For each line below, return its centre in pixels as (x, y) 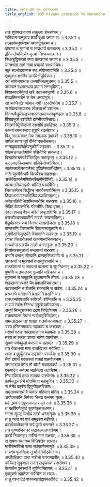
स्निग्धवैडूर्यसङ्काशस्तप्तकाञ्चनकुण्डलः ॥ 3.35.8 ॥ (45, 114)
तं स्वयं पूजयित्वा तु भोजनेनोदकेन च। (33, 452)
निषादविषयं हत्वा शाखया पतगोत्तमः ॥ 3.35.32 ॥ (42, 376)
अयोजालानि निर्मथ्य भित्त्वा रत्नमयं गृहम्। (35, 397)
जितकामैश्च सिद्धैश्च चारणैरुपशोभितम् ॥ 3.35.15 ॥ (44, 190)
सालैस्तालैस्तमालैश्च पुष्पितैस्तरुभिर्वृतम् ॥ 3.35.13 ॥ (45, 168)
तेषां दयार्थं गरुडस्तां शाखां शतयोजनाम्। (35, 359)
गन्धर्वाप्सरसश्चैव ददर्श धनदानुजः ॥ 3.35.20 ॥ (41, 245)
